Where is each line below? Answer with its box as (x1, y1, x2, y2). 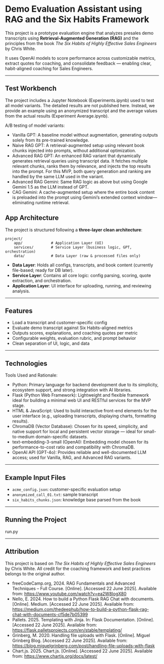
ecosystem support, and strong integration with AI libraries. (12, 387, 132, 393)
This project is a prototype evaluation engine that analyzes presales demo (5, 30, 154, 36)
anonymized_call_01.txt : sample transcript (12, 492, 99, 498)
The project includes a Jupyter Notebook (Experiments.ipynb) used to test (5, 97, 154, 103)
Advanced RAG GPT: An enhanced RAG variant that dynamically (12, 153, 141, 159)
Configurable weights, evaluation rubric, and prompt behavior (12, 335, 136, 341)
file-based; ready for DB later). (12, 267, 74, 273)
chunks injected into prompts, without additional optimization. (12, 147, 137, 153)
